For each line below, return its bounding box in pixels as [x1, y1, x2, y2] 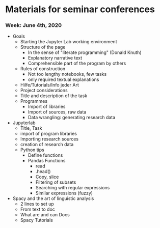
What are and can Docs [20, 212, 70, 218]
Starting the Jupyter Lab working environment [20, 39, 117, 45]
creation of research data [20, 141, 74, 148]
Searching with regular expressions [35, 185, 110, 191]
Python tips [20, 147, 45, 153]
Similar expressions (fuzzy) [35, 190, 93, 196]
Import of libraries [28, 103, 66, 110]
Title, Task [20, 125, 42, 131]
